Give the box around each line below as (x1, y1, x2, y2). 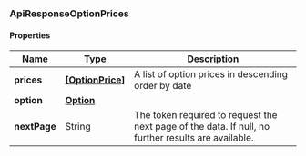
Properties (9, 30, 51, 41)
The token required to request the (133, 109, 278, 122)
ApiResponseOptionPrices (9, 7, 129, 20)
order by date (133, 80, 192, 93)
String (65, 121, 91, 133)
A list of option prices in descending (133, 68, 289, 81)
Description (187, 53, 240, 65)
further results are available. (133, 132, 254, 144)
